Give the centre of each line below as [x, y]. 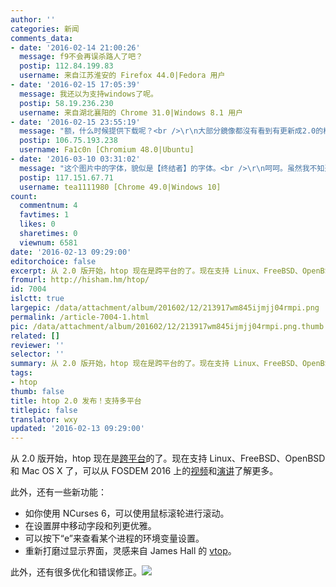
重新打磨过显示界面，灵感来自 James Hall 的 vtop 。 [130, 551]
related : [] [35, 336]
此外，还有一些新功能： [58, 492]
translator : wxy [44, 419]
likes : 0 [37, 224]
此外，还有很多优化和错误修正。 [76, 572]
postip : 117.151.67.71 [66, 177]
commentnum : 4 [48, 206]
